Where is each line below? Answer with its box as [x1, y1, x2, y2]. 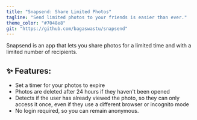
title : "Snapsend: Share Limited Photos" [6, 8, 112, 15]
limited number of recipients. [6, 49, 78, 56]
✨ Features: [6, 65, 51, 76]
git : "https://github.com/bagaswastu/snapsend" [6, 25, 128, 32]
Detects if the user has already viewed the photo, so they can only [14, 94, 180, 102]
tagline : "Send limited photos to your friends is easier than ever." [6, 14, 187, 20]
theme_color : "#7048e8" [6, 20, 66, 26]
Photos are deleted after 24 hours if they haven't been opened [14, 88, 170, 95]
